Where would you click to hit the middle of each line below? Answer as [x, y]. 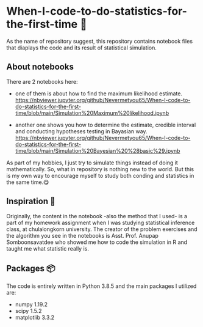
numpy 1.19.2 [31, 304]
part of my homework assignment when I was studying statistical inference [101, 222]
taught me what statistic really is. [48, 248]
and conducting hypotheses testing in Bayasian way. [81, 131]
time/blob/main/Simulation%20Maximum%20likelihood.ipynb [92, 113]
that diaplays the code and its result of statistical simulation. [81, 48]
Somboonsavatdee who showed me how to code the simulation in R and [97, 242]
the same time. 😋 [28, 182]
